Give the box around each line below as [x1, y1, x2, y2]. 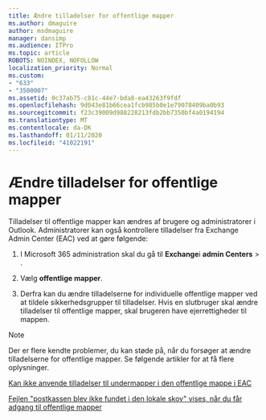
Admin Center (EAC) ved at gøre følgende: [8, 234, 149, 243]
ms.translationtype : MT [8, 116, 88, 124]
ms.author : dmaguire [8, 19, 78, 27]
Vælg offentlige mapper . [19, 274, 103, 283]
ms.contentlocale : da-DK [8, 124, 92, 132]
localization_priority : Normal [8, 64, 113, 72]
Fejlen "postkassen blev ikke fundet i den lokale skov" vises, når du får [8, 394, 243, 404]
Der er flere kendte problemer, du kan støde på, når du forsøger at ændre [8, 346, 252, 356]
